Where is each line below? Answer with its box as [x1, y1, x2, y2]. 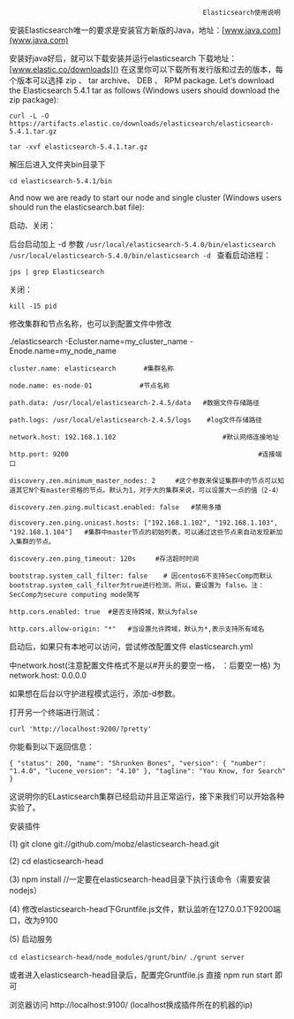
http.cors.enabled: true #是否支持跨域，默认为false [9, 608, 198, 617]
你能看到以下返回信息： [9, 741, 94, 752]
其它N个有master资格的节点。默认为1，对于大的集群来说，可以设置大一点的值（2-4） [15, 486, 283, 494]
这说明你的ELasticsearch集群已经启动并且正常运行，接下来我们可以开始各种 [9, 791, 285, 801]
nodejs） [9, 885, 42, 895]
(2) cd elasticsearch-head [9, 856, 104, 866]
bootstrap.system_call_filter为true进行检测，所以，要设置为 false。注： [9, 581, 265, 590]
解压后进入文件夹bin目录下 [9, 159, 106, 170]
